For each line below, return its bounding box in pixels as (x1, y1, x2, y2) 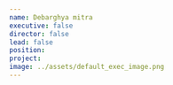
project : (9, 54, 42, 63)
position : (9, 46, 46, 55)
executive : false (9, 21, 74, 30)
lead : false (9, 37, 53, 47)
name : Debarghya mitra (9, 12, 93, 22)
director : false (9, 29, 69, 38)
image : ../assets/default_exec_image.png (9, 63, 165, 72)
